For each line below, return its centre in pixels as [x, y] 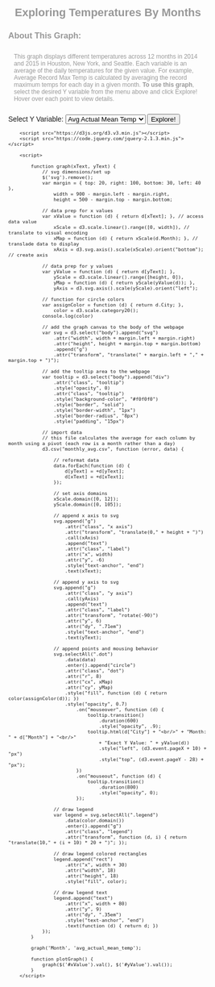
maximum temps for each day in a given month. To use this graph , [104, 85]
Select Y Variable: [36, 119]
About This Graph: [45, 35]
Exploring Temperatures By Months [108, 12]
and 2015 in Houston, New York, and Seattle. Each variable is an [101, 63]
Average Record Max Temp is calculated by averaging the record [101, 77]
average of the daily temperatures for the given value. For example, [104, 70]
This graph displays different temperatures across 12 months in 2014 [106, 56]
